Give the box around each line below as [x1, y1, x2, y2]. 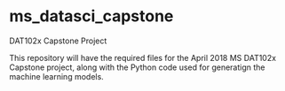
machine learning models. [9, 71, 104, 81]
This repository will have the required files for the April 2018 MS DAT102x [9, 52, 277, 63]
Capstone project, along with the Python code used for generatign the [9, 62, 265, 72]
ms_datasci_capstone [9, 6, 174, 27]
